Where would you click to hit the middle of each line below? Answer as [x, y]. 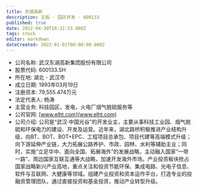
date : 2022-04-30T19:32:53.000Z [46, 28]
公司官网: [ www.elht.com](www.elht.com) [66, 114]
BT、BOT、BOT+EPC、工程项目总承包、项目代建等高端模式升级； [111, 137]
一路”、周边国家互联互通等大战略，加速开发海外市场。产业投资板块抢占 [102, 159]
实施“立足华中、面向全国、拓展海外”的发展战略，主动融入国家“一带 [107, 151]
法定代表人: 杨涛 [34, 99]
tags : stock [21, 34]
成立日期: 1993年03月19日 [46, 84]
